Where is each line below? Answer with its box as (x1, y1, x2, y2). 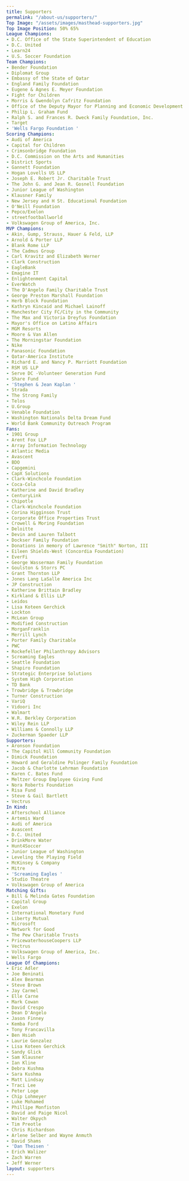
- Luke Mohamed (6, 1099, 44, 1105)
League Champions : (6, 31, 52, 37)
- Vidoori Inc (6, 704, 42, 710)
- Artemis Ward (6, 815, 44, 821)
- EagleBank (6, 264, 36, 271)
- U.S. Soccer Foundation (6, 53, 71, 59)
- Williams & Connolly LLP (6, 726, 74, 732)
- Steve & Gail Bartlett (6, 793, 68, 799)
